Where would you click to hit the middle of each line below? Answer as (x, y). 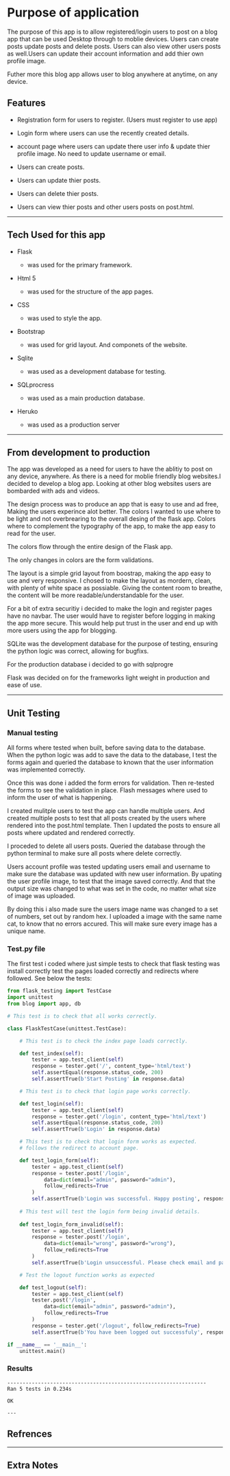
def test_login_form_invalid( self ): (72, 1225)
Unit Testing (34, 713)
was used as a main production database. (86, 398)
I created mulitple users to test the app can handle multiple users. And (106, 811)
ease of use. (25, 685)
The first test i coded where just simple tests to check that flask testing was (114, 964)
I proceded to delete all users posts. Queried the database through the (106, 846)
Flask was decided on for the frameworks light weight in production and (108, 678)
